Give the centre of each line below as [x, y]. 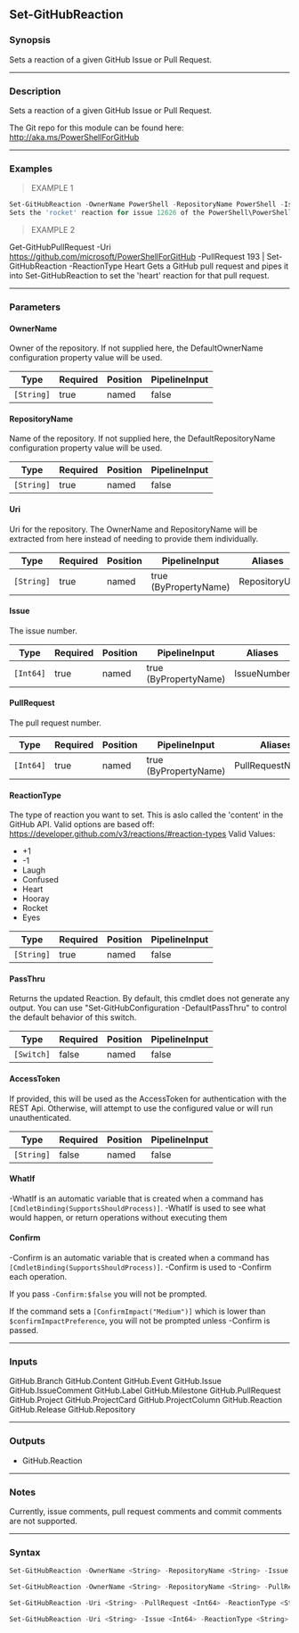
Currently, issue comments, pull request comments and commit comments [145, 1511]
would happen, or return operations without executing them [118, 1217]
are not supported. [44, 1521]
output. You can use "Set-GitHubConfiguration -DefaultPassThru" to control [148, 1008]
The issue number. [43, 630]
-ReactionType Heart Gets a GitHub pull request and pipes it [179, 266]
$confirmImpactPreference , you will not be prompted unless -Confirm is [140, 1321]
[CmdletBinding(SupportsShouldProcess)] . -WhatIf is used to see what [137, 1207]
